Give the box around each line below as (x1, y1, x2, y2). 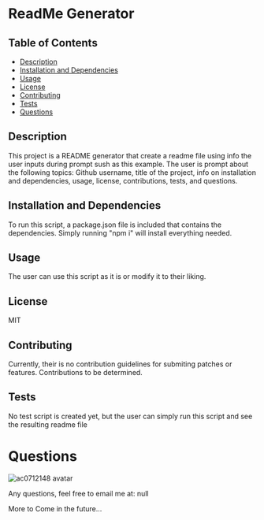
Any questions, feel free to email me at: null (8, 488, 149, 498)
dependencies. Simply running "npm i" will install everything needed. (8, 228, 232, 237)
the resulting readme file (8, 419, 88, 429)
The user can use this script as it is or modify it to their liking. (8, 272, 206, 281)
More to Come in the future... (8, 503, 102, 513)
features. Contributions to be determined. (8, 368, 143, 377)
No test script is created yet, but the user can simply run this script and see (8, 411, 253, 421)
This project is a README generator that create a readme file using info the (8, 150, 252, 160)
